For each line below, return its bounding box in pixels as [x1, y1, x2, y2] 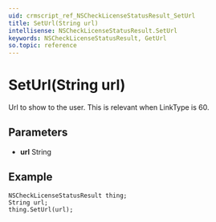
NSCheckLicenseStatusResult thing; [8, 192, 128, 200]
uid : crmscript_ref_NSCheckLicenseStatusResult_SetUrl [8, 11, 196, 20]
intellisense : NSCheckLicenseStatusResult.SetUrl [8, 26, 178, 34]
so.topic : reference [8, 42, 78, 50]
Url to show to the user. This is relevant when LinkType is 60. [8, 103, 210, 112]
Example [8, 170, 53, 184]
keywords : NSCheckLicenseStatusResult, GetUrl [8, 34, 167, 42]
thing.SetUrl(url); [8, 205, 74, 213]
